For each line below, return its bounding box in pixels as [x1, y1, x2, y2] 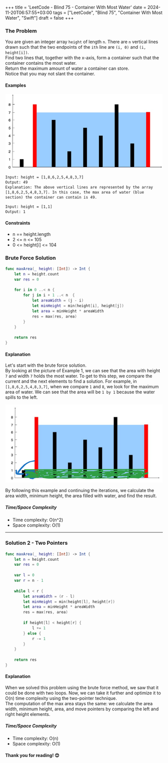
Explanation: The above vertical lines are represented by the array [5, 185, 153, 190]
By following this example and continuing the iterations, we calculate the [5, 488, 154, 494]
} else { [23, 631, 41, 636]
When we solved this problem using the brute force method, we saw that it [5, 685, 159, 691]
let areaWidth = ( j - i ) [31, 298, 84, 303]
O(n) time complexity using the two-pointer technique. [5, 695, 117, 701]
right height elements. [5, 711, 50, 717]
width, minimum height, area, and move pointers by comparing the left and [5, 706, 159, 712]
